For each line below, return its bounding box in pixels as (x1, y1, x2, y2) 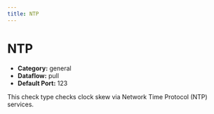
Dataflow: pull (17, 71, 60, 80)
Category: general (17, 64, 72, 72)
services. (7, 100, 34, 108)
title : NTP (7, 10, 39, 18)
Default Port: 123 (17, 79, 68, 87)
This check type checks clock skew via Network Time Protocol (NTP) (7, 92, 208, 101)
